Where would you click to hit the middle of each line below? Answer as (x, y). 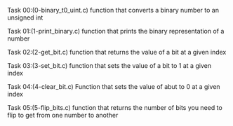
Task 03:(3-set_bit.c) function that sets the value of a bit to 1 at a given (109, 65)
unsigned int (25, 17)
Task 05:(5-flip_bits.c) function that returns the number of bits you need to (115, 107)
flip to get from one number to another (63, 115)
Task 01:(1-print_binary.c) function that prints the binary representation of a (116, 31)
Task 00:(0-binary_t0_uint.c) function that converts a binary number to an (113, 10)
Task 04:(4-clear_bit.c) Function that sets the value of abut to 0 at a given (114, 86)
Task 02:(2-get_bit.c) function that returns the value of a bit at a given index (117, 52)
